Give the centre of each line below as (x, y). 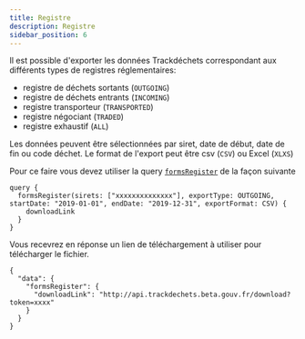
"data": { (36, 279)
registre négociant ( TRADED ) (73, 117)
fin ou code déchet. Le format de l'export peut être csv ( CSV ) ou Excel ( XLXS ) (152, 154)
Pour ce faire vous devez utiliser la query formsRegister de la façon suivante (152, 171)
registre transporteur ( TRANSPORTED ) (88, 107)
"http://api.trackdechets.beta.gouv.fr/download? (195, 295)
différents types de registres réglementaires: (93, 70)
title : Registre (40, 18)
